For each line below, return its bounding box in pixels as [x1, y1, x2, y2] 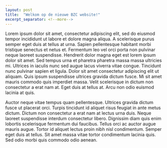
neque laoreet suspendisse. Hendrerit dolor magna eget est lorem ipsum [5, 52, 156, 58]
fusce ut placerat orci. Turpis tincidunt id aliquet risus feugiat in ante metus [5, 105, 161, 111]
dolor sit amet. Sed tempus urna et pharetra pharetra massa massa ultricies [5, 58, 162, 64]
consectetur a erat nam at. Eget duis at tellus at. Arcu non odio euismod [5, 84, 154, 90]
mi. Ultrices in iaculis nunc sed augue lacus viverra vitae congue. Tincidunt [5, 63, 161, 69]
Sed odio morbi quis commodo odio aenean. [5, 137, 97, 143]
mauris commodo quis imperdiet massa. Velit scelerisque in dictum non [5, 79, 154, 85]
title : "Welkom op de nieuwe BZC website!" [5, 12, 100, 17]
